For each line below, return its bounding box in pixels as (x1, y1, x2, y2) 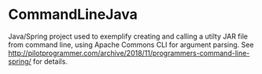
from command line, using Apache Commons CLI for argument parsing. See (8, 39, 254, 49)
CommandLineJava (8, 6, 138, 24)
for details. (32, 57, 68, 66)
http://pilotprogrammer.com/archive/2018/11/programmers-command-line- (8, 48, 250, 57)
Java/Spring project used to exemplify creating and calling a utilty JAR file (8, 31, 248, 41)
